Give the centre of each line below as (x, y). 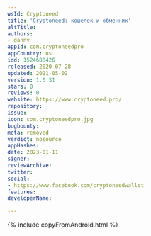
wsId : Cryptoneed (33, 14)
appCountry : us (30, 54)
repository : (25, 106)
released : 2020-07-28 (39, 67)
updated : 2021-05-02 (38, 73)
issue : (17, 113)
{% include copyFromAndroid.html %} (63, 225)
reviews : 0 (23, 93)
